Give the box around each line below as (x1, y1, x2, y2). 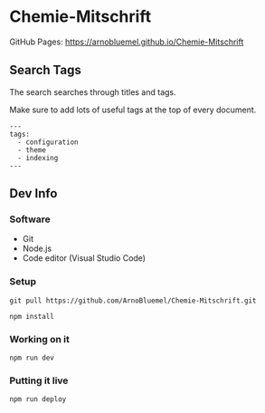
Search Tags (9, 62, 81, 78)
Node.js (22, 243, 52, 255)
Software (9, 213, 52, 226)
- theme (17, 145, 47, 155)
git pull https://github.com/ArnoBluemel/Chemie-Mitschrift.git (9, 296, 257, 305)
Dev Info (9, 186, 58, 201)
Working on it (9, 332, 70, 345)
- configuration (17, 138, 79, 147)
